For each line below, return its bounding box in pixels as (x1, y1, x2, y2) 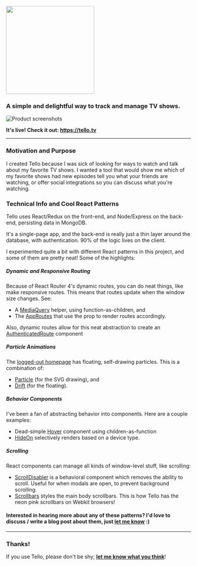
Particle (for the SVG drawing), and (14, 376, 100, 383)
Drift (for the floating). (14, 382, 68, 389)
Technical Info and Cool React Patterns (6, 199, 119, 207)
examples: (6, 416, 31, 424)
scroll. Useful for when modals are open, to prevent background (14, 480, 169, 487)
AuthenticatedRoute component (6, 330, 83, 337)
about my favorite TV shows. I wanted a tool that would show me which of (6, 166, 185, 173)
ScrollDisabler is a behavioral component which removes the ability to (14, 473, 184, 480)
